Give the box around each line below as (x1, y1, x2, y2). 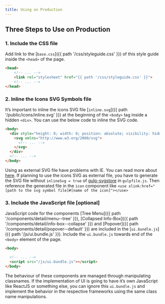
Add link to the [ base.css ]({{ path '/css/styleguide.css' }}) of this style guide (5, 51, 159, 57)
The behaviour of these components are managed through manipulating (5, 273, 151, 279)
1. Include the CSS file (5, 40, 58, 47)
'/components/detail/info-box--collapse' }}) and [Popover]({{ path (5, 221, 138, 227)
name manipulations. (5, 293, 48, 299)
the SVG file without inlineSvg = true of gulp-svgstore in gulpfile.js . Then (5, 177, 160, 184)
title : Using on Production (5, 7, 63, 12)
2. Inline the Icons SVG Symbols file (5, 95, 92, 102)
